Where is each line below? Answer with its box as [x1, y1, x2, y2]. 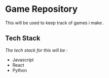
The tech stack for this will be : [5, 47, 68, 53]
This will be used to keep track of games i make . [5, 20, 105, 26]
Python [12, 67, 27, 73]
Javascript [12, 57, 34, 63]
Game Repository [5, 3, 78, 15]
